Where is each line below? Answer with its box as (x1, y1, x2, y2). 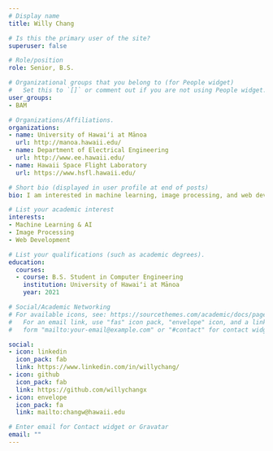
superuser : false (8, 41, 67, 50)
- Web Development (8, 236, 71, 244)
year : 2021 (23, 288, 60, 297)
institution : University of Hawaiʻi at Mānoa (23, 281, 180, 289)
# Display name (8, 11, 60, 20)
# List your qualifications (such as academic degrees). (8, 250, 206, 258)
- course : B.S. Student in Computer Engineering (15, 273, 184, 281)
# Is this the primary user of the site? (8, 34, 151, 42)
